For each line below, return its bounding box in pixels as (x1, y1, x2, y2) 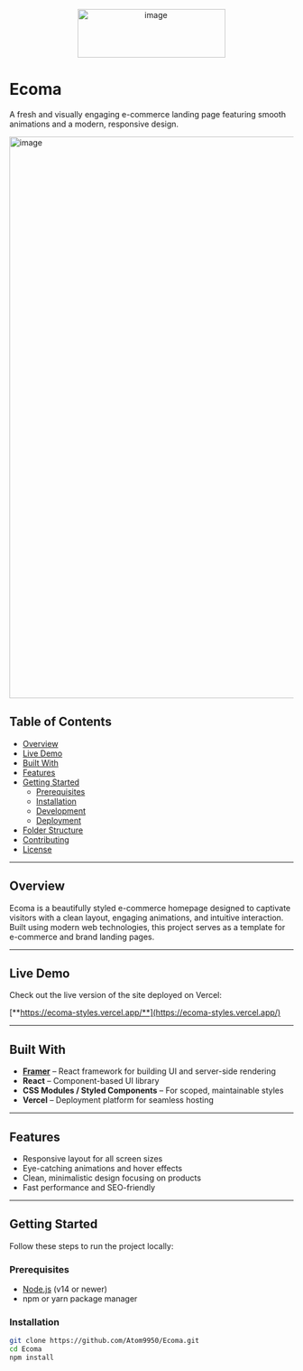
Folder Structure (22, 825, 84, 835)
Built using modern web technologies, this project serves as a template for (9, 921, 286, 932)
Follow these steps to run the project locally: (9, 1240, 174, 1251)
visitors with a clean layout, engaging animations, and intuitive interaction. (9, 912, 284, 923)
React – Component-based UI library (22, 1076, 160, 1087)
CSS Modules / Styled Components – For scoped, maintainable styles (22, 1085, 284, 1096)
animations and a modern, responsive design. (9, 118, 179, 129)
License (22, 844, 52, 854)
